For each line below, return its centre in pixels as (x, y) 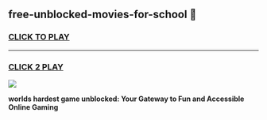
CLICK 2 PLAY (36, 66)
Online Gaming (33, 107)
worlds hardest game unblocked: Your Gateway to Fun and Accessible (126, 99)
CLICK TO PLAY (39, 37)
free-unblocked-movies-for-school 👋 (103, 15)
